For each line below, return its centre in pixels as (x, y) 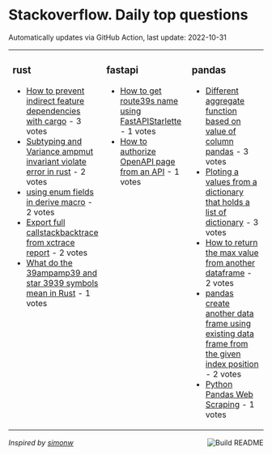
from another (230, 262)
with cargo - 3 (54, 121)
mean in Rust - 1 (58, 293)
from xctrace (51, 242)
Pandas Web (229, 394)
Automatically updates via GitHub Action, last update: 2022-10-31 (117, 37)
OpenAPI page (148, 161)
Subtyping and (54, 141)
